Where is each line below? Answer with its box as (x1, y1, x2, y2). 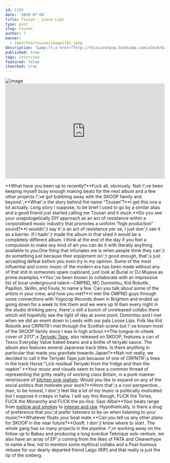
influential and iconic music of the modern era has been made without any (5, 264, 160, 270)
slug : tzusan (5, 26, 33, 31)
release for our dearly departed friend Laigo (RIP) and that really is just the (5, 447, 160, 453)
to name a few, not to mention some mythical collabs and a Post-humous (5, 442, 157, 448)
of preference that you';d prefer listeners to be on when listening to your (5, 409, 156, 415)
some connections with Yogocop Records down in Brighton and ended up (5, 296, 159, 302)
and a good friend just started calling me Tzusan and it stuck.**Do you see (5, 210, 162, 216)
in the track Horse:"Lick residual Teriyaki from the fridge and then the (5, 361, 150, 367)
